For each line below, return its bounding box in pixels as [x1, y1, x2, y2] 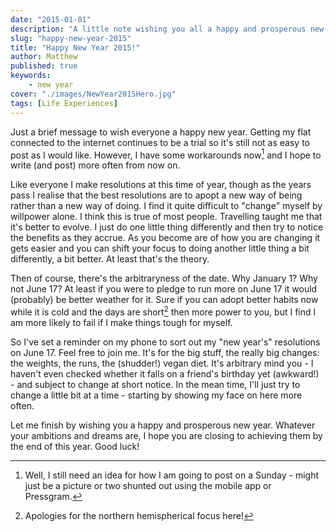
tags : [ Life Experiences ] [10, 98, 118, 108]
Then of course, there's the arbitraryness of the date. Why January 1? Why [10, 272, 318, 285]
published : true [10, 61, 78, 71]
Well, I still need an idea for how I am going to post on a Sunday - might [24, 469, 320, 481]
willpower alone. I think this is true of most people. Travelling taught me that [10, 211, 323, 223]
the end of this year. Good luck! [10, 440, 140, 452]
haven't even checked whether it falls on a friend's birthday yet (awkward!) [10, 367, 320, 380]
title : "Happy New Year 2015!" [10, 42, 141, 53]
